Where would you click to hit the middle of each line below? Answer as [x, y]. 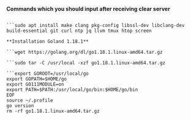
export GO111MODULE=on [35, 84]
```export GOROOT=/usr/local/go [47, 73]
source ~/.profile [30, 100]
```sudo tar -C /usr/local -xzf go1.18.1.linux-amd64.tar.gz [86, 63]
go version [20, 106]
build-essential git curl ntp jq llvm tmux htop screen [79, 31]
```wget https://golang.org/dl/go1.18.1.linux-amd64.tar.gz [85, 52]
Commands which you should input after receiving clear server [88, 9]
